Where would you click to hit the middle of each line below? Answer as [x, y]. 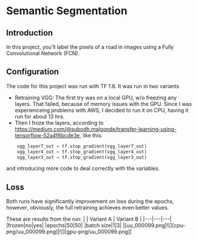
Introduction [30, 33]
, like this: [91, 135]
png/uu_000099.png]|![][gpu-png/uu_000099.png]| [69, 232]
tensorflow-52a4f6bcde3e [47, 135]
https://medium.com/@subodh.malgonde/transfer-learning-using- [95, 129]
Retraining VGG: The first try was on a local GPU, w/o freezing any [95, 97]
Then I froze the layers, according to [59, 123]
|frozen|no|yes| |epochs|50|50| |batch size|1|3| [64, 226]
